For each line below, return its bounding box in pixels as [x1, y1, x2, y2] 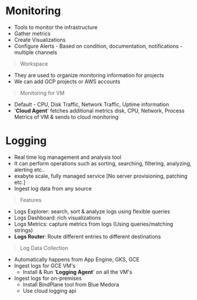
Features [19, 196, 42, 203]
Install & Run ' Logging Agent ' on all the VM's [22, 268, 133, 275]
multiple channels [14, 48, 57, 56]
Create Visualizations [14, 36, 66, 43]
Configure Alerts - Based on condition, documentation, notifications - [14, 43, 183, 50]
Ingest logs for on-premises [14, 275, 82, 282]
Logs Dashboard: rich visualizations [14, 214, 101, 221]
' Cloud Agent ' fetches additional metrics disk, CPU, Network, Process [14, 107, 185, 114]
